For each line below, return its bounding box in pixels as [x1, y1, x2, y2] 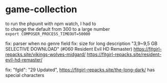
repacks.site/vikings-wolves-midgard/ [5, 51, 86, 57]
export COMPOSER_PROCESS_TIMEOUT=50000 [5, 31, 91, 36]
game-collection [5, 4, 77, 15]
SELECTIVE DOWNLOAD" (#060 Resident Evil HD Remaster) [5, 46, 133, 52]
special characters [5, 72, 45, 78]
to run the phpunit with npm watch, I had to [5, 20, 96, 27]
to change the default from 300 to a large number [5, 26, 110, 32]
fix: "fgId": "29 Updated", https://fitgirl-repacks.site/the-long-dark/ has [5, 67, 155, 73]
